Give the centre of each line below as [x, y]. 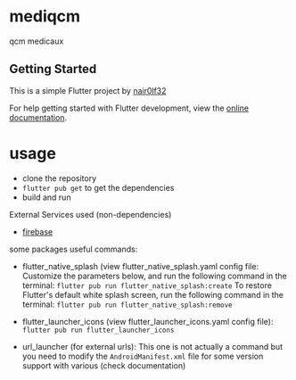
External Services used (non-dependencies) [90, 214]
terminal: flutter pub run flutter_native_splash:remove [127, 304]
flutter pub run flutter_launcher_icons [98, 330]
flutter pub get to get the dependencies [98, 187]
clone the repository [59, 178]
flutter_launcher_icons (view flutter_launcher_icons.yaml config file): [148, 321]
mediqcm [45, 17]
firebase [37, 231]
